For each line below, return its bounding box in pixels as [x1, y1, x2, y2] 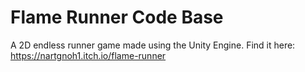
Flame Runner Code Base [10, 6, 224, 29]
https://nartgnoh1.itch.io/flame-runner [10, 49, 167, 61]
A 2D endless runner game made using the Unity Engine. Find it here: [10, 39, 296, 51]
